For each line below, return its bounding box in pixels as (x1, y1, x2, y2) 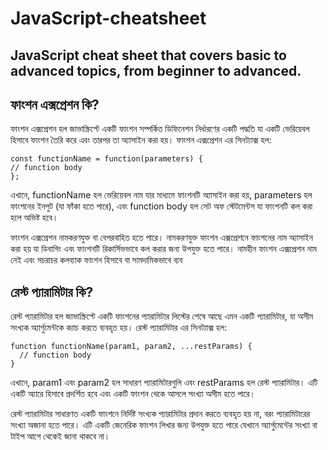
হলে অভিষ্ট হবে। (10, 212, 59, 224)
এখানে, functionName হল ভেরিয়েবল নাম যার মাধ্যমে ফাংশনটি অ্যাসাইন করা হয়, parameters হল (10, 189, 313, 201)
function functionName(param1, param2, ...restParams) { (10, 342, 253, 352)
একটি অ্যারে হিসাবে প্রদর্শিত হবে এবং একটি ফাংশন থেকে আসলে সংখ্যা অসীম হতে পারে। (10, 388, 256, 400)
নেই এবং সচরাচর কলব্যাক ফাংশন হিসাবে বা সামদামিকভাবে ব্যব (10, 254, 183, 266)
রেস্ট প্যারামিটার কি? (10, 283, 94, 301)
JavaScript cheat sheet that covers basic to (10, 47, 287, 64)
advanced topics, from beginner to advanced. (10, 62, 302, 79)
